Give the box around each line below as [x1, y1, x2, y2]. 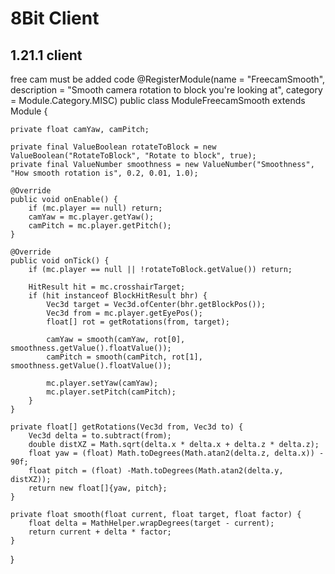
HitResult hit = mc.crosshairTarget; [28, 282, 186, 292]
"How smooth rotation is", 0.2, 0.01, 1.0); [10, 168, 199, 178]
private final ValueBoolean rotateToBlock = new [10, 142, 217, 152]
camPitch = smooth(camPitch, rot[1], [46, 352, 203, 362]
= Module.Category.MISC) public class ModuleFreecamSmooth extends [10, 95, 306, 106]
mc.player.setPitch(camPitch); [46, 387, 177, 397]
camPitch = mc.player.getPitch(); [28, 221, 172, 231]
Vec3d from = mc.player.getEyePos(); [46, 308, 203, 318]
